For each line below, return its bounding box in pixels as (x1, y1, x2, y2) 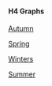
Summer (8, 69, 36, 79)
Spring (8, 39, 30, 49)
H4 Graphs (8, 6, 45, 16)
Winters (8, 54, 34, 64)
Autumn (8, 24, 34, 33)
